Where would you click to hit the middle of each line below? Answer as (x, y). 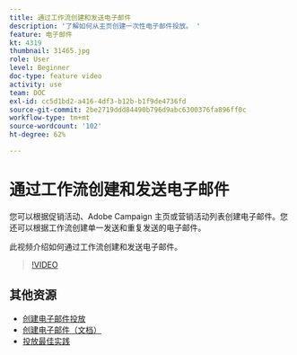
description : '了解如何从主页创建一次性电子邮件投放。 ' (105, 26)
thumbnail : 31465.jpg (50, 51)
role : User (30, 59)
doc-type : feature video (56, 76)
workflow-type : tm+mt (50, 118)
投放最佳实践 (46, 341)
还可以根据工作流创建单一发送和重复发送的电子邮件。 (108, 227)
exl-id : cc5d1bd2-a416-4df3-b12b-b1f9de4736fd (98, 101)
